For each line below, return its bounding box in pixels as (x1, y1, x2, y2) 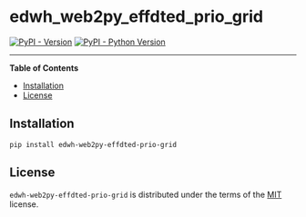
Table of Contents (9, 62, 79, 74)
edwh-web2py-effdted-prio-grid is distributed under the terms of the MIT (9, 189, 282, 200)
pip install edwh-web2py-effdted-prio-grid (9, 140, 178, 149)
